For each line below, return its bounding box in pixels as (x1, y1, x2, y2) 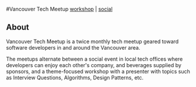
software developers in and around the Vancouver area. (6, 44, 140, 51)
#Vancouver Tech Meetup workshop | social (6, 6, 113, 12)
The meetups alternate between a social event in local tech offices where (6, 55, 183, 62)
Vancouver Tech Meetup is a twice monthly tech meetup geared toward (6, 38, 179, 45)
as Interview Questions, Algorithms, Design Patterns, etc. (6, 74, 144, 81)
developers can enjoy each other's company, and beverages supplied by (6, 61, 181, 68)
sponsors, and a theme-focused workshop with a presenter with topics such (6, 68, 190, 75)
